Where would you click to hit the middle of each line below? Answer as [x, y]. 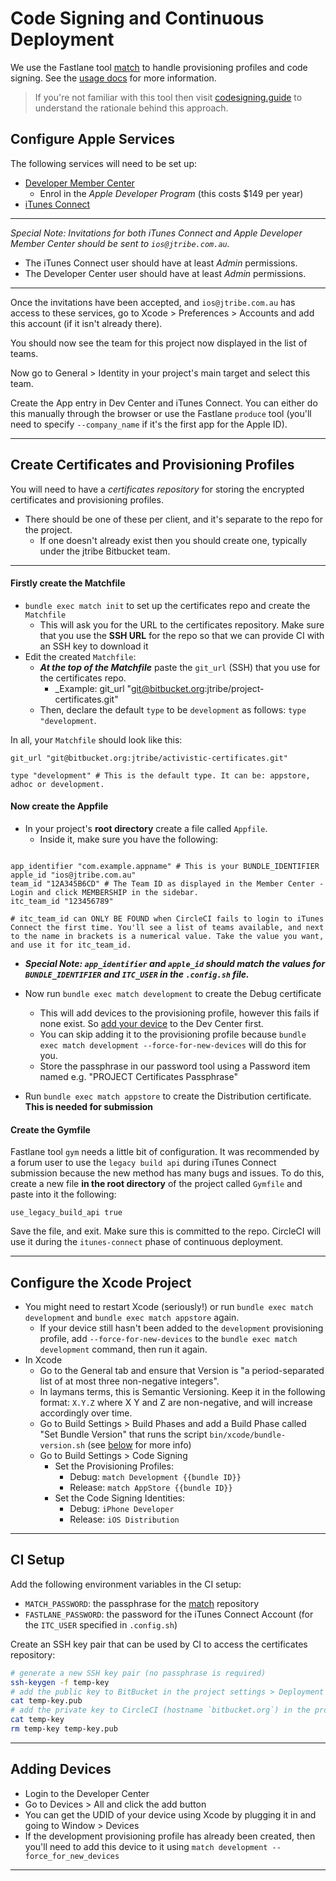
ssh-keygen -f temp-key [60, 1682]
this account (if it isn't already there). [86, 323]
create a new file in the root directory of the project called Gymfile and [156, 1184]
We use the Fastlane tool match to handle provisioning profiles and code [159, 67]
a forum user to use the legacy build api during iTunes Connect [143, 1163]
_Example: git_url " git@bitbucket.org [129, 688]
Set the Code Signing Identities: [120, 1498]
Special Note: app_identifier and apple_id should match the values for [175, 963]
